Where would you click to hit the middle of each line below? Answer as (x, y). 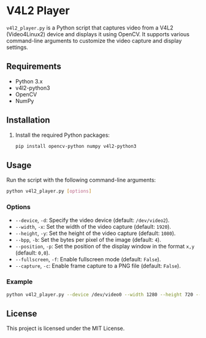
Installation (28, 120)
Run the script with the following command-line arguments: (81, 180)
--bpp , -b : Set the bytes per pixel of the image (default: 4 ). (88, 240)
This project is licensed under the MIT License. (66, 328)
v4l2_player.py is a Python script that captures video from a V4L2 (90, 28)
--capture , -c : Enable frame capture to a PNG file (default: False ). (98, 266)
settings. (17, 47)
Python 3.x (29, 81)
